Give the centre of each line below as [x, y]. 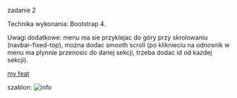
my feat [18, 74]
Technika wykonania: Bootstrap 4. [56, 24]
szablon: [20, 87]
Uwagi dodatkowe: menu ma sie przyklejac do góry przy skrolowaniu [108, 37]
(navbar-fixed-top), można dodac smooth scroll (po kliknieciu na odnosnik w [119, 45]
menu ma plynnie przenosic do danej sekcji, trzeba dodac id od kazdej [110, 53]
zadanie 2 [22, 10]
